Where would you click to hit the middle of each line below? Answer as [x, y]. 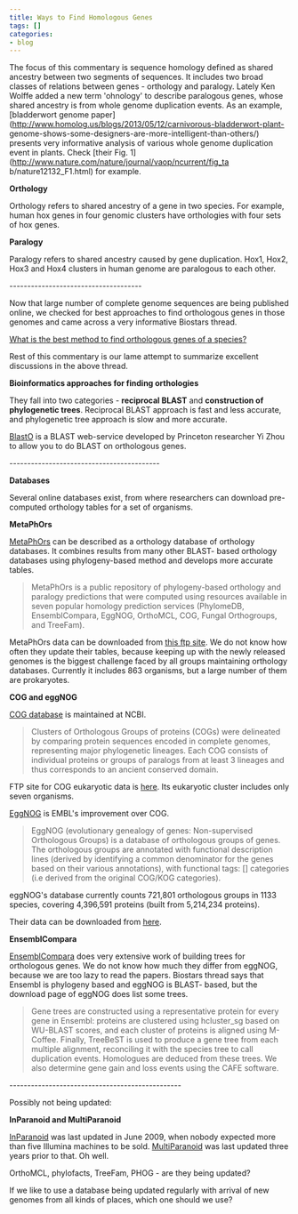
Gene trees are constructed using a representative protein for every [155, 1011]
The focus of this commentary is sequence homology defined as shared [141, 68]
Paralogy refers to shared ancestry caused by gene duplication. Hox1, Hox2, [149, 260]
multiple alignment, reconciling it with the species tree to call [142, 1049]
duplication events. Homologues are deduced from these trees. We [154, 1058]
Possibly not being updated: [60, 1103]
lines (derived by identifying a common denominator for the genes [152, 859]
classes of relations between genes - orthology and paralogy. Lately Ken [142, 86]
